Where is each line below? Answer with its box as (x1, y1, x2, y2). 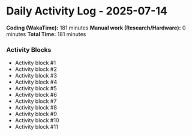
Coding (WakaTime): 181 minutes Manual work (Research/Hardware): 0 (6, 24, 186, 31)
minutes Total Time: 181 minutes (6, 30, 86, 37)
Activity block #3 (14, 72, 57, 79)
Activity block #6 (14, 91, 57, 99)
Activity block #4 (14, 78, 58, 85)
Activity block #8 (14, 104, 57, 111)
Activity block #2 (14, 66, 57, 73)
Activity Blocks (6, 45, 52, 54)
